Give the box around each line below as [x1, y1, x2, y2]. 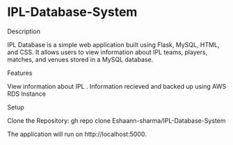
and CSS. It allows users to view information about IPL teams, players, [7, 48, 208, 56]
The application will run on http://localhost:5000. [7, 130, 147, 138]
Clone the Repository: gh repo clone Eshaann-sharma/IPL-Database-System [7, 116, 226, 125]
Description [7, 27, 40, 35]
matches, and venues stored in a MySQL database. [7, 55, 154, 63]
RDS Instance [7, 89, 47, 98]
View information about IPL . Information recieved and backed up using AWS [7, 82, 227, 90]
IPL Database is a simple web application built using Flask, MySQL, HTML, [7, 40, 220, 49]
